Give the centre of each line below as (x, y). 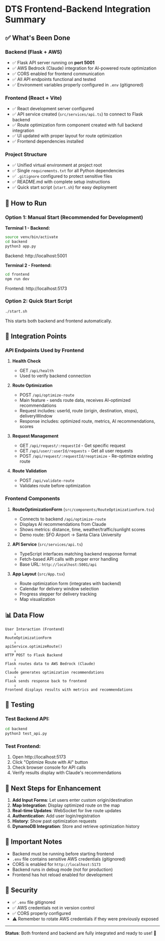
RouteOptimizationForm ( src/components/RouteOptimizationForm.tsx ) (83, 509)
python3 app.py (21, 246)
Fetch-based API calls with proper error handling (69, 559)
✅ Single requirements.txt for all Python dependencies (68, 171)
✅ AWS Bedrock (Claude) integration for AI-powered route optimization (84, 68)
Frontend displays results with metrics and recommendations (69, 690)
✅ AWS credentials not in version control (53, 907)
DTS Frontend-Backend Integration (78, 9)
